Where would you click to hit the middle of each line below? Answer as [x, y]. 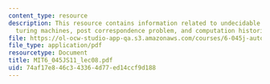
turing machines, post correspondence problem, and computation [125, 30]
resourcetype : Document [48, 53]
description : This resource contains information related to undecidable [135, 23]
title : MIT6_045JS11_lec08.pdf [61, 61]
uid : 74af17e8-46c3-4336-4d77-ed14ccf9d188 [82, 68]
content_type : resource [48, 16]
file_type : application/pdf [55, 46]
